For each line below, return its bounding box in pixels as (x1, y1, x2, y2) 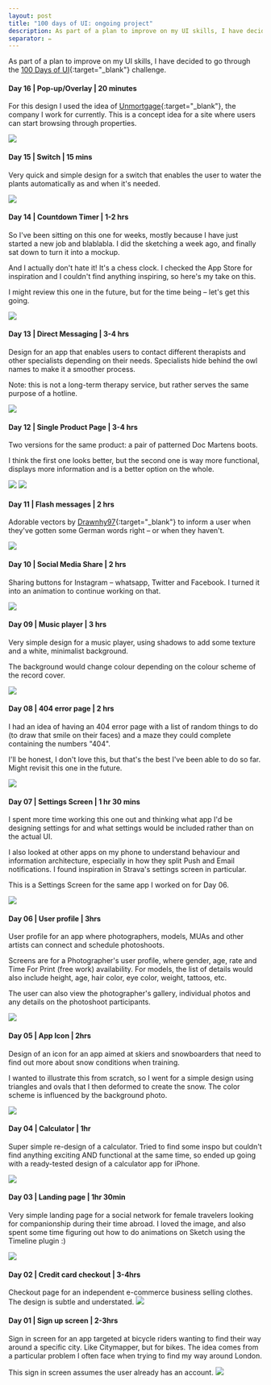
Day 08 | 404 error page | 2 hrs (8, 703, 115, 714)
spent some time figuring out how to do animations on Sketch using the (8, 1228, 246, 1237)
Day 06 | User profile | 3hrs (8, 913, 102, 924)
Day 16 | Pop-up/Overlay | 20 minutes (8, 83, 137, 93)
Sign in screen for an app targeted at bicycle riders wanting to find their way (8, 1333, 261, 1343)
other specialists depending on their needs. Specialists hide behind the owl (8, 356, 258, 365)
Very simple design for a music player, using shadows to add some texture (8, 637, 256, 647)
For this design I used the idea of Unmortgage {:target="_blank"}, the (8, 102, 236, 111)
